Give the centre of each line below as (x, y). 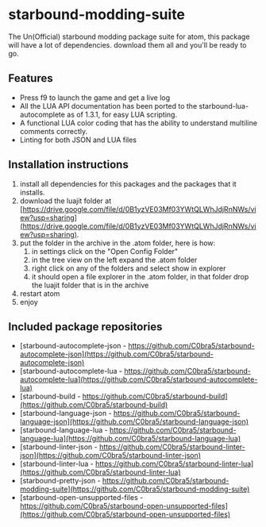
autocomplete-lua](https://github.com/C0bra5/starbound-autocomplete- (139, 379)
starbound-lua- (223, 106)
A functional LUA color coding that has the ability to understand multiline (139, 123)
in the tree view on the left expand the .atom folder (114, 260)
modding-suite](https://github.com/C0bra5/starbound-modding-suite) (135, 489)
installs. (32, 192)
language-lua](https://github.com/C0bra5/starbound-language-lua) (130, 439)
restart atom (40, 293)
